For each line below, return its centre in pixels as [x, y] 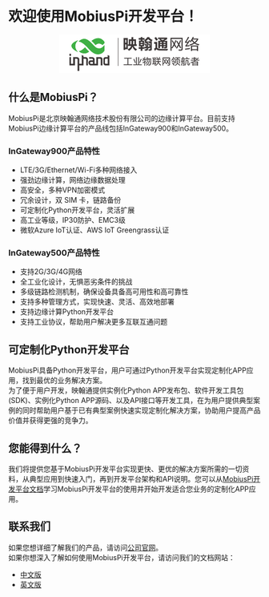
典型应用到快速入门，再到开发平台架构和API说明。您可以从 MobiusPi [141, 478]
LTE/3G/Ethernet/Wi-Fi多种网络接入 [78, 170]
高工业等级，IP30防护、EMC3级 [72, 220]
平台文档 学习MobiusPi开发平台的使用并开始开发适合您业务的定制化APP [132, 489]
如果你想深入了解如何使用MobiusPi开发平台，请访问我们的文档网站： [122, 557]
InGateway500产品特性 [54, 252]
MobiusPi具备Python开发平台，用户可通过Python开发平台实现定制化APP [127, 370]
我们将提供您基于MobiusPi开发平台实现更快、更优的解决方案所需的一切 [125, 469]
